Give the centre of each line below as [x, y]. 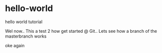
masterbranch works [26, 36]
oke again [15, 45]
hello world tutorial [24, 22]
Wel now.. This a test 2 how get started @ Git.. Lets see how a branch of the [81, 31]
